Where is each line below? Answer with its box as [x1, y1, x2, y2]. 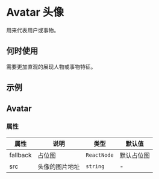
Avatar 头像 [6, 5, 64, 19]
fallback [9, 151, 32, 159]
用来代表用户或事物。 [6, 27, 59, 34]
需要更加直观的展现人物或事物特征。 [6, 63, 96, 70]
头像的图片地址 [37, 162, 80, 171]
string [86, 163, 105, 169]
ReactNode [86, 151, 114, 159]
